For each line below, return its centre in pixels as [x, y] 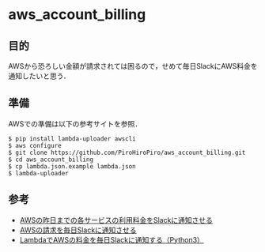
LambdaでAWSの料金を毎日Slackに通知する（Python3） [112, 239]
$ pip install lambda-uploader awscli [72, 139]
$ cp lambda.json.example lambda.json [72, 166]
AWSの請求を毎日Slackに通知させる [78, 230]
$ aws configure [35, 145]
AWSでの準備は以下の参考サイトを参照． [75, 123]
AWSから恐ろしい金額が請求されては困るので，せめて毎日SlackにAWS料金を [133, 66]
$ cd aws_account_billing [51, 160]
